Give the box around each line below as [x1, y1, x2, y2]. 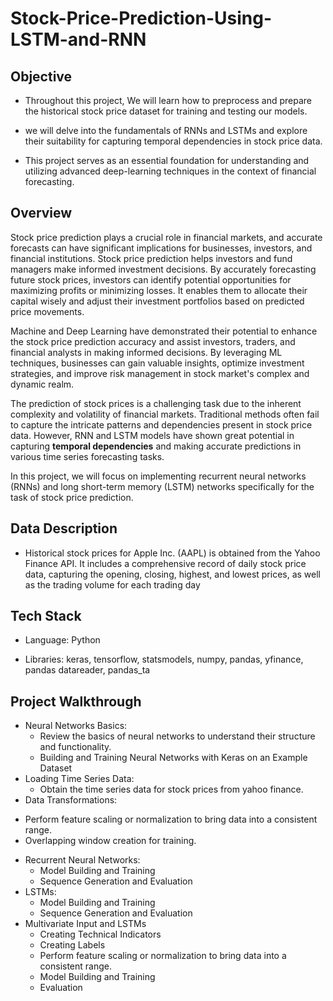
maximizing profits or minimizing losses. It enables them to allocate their [10, 284, 308, 296]
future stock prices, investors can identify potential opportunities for [10, 273, 292, 286]
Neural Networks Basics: [24, 720, 128, 732]
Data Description [10, 520, 118, 537]
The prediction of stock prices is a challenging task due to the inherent [10, 397, 302, 409]
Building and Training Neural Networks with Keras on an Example [39, 752, 308, 764]
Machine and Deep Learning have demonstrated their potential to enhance [10, 325, 318, 337]
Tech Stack [10, 608, 82, 625]
